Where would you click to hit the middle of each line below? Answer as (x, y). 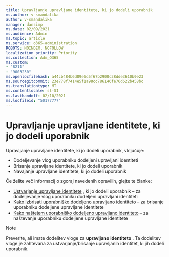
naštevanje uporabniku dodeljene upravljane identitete (70, 218)
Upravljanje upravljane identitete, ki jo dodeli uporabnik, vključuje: (75, 151)
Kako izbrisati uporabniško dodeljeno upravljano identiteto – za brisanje (88, 202)
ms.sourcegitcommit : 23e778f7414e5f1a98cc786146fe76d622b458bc (75, 81)
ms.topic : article (25, 39)
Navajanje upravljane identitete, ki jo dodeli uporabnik (70, 171)
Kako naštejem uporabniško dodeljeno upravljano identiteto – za (81, 213)
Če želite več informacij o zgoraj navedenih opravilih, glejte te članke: (79, 181)
